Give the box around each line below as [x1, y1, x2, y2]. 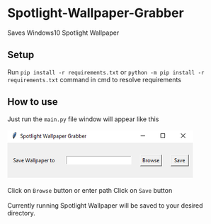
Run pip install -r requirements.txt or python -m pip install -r [7, 67, 205, 76]
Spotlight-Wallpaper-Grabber [7, 5, 184, 21]
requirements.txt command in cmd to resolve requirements [7, 75, 182, 84]
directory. [7, 208, 35, 217]
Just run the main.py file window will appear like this [7, 115, 159, 123]
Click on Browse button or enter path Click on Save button [7, 186, 173, 194]
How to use [7, 96, 58, 108]
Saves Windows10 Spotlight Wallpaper [7, 28, 120, 37]
